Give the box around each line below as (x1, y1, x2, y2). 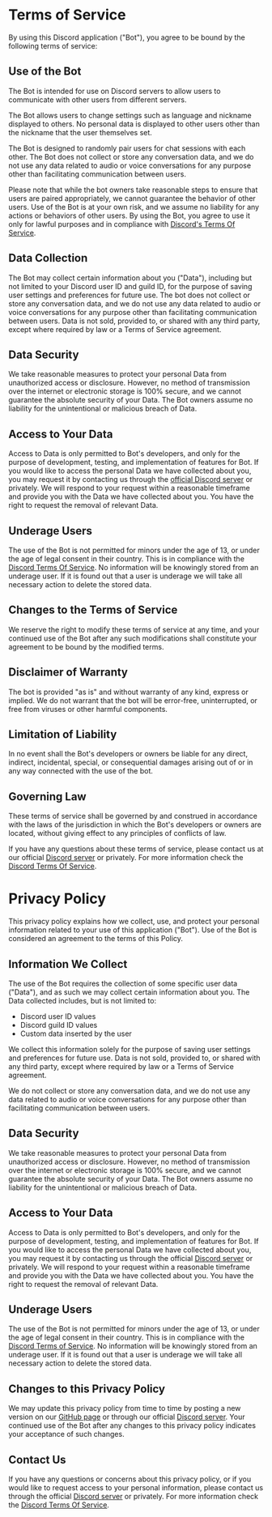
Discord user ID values (19, 1012, 96, 1021)
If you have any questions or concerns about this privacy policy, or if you (8, 1474, 252, 1484)
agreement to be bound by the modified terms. (8, 641, 164, 651)
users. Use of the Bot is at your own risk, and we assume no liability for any (8, 202, 260, 211)
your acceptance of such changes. (8, 1430, 125, 1439)
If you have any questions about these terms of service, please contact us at (8, 844, 264, 854)
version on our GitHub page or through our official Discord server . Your (8, 1412, 245, 1422)
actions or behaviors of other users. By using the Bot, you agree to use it (8, 211, 251, 220)
